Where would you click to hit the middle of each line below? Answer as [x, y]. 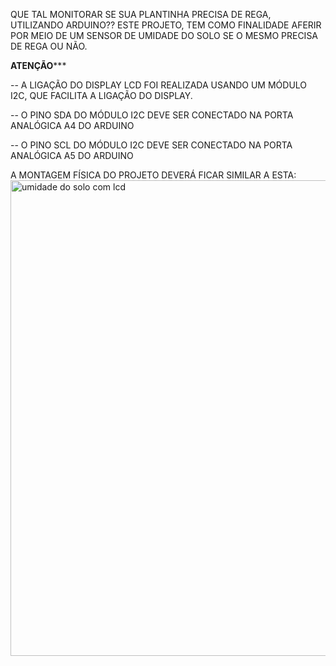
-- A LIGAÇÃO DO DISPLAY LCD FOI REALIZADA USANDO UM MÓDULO [159, 85]
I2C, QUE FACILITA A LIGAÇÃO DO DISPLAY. [101, 95]
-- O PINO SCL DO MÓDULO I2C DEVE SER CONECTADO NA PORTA [151, 145]
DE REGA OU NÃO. [49, 46]
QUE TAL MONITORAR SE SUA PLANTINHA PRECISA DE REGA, [141, 14]
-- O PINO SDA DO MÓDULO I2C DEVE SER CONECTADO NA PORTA [152, 115]
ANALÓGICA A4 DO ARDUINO [72, 125]
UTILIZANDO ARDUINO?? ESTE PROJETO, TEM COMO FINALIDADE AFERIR [166, 25]
